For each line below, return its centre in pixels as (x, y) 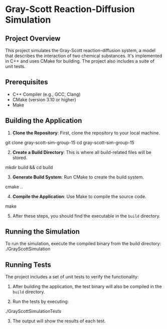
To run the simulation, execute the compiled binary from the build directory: (83, 244)
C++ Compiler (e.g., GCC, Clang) (47, 94)
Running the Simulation (43, 232)
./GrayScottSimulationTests (33, 311)
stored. (20, 157)
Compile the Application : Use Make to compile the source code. (79, 196)
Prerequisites (27, 82)
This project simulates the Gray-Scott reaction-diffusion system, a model (80, 50)
